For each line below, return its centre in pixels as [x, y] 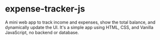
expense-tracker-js [45, 9]
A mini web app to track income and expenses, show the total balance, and [80, 22]
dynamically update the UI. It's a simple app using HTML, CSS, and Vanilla [79, 27]
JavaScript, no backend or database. [42, 32]
